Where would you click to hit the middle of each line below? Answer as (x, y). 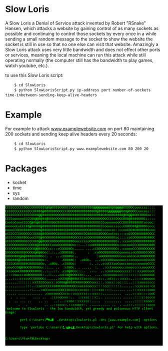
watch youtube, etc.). (27, 65)
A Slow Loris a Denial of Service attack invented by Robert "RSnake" (76, 23)
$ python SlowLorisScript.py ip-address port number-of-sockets (82, 90)
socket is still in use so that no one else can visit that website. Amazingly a (82, 44)
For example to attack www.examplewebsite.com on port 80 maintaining (80, 128)
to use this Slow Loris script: (34, 75)
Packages (26, 169)
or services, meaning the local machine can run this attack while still (75, 55)
